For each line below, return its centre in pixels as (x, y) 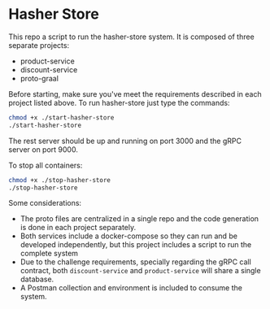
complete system (49, 254)
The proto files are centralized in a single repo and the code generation (139, 219)
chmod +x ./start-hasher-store (61, 118)
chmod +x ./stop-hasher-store (60, 180)
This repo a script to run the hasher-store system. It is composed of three (131, 37)
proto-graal (39, 78)
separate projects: (39, 45)
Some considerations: (45, 203)
